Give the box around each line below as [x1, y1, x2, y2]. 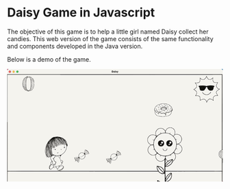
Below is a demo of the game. [7, 55, 91, 63]
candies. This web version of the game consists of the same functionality [7, 34, 214, 42]
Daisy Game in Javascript [7, 5, 155, 21]
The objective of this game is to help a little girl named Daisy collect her [7, 27, 209, 36]
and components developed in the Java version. [7, 42, 143, 50]
